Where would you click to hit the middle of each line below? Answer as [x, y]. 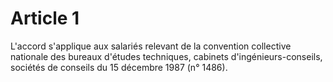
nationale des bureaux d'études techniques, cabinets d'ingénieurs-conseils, [166, 56]
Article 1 [45, 18]
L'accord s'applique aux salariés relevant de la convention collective [151, 46]
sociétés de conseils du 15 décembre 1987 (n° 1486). [119, 67]
